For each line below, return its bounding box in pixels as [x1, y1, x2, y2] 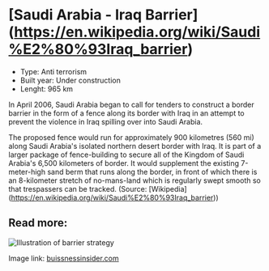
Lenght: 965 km [19, 83, 74, 94]
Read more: [8, 216, 68, 230]
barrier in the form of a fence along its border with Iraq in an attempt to [8, 108, 245, 118]
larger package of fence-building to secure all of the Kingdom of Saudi [8, 150, 245, 159]
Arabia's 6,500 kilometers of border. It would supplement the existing [8, 158, 240, 167]
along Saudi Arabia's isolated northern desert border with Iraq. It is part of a [8, 141, 262, 150]
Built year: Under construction [19, 75, 122, 85]
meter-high [8, 167, 46, 176]
